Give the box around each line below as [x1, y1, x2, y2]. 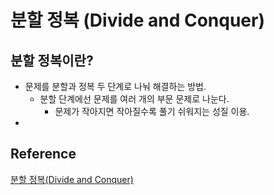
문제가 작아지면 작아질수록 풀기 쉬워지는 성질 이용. [54, 106, 250, 117]
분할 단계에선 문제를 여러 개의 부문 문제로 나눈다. [39, 93, 230, 105]
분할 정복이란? [10, 52, 94, 69]
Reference [10, 146, 77, 163]
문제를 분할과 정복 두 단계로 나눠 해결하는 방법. [24, 81, 207, 92]
